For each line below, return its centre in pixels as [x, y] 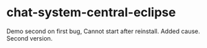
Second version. [30, 38]
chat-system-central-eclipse [91, 13]
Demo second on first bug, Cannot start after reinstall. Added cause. [103, 31]
